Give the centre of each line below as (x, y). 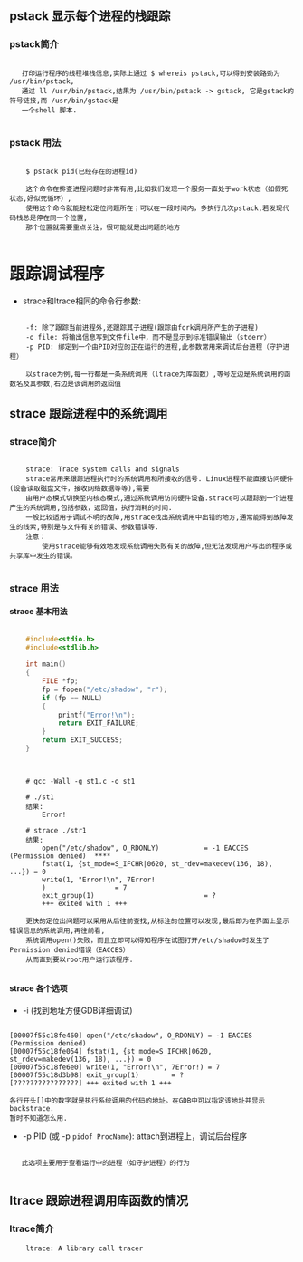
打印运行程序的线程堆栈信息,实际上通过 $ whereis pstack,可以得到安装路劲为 (151, 73)
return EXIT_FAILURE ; (99, 723)
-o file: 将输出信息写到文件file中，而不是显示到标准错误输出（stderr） (148, 337)
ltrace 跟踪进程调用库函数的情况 (99, 1201)
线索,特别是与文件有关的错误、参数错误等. (91, 527)
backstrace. (32, 1109)
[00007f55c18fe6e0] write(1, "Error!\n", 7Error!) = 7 (115, 1067)
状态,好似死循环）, (41, 198)
